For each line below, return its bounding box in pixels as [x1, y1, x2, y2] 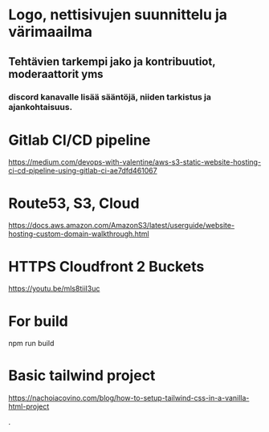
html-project [8, 401, 50, 411]
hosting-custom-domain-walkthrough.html [8, 229, 150, 238]
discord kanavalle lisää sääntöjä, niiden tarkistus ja [8, 91, 211, 102]
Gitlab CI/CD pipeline [8, 131, 151, 149]
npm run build [8, 339, 55, 348]
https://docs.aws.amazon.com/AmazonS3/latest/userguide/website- [8, 221, 235, 230]
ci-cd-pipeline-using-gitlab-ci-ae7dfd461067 [8, 166, 158, 176]
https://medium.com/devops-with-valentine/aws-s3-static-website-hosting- [8, 157, 262, 167]
